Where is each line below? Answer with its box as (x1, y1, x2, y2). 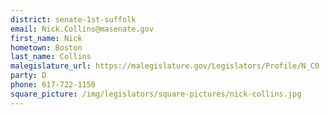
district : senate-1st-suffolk (10, 14, 137, 25)
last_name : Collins (10, 52, 92, 62)
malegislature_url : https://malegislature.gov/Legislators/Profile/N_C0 (10, 61, 320, 71)
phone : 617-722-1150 (10, 80, 97, 90)
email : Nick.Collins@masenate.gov (10, 24, 155, 34)
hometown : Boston (10, 42, 83, 53)
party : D (10, 71, 47, 81)
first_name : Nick (10, 33, 83, 43)
